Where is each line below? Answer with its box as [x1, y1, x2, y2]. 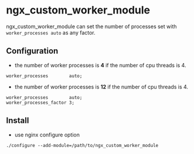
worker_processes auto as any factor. [6, 29, 96, 36]
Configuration [6, 46, 59, 56]
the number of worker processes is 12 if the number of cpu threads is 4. [14, 83, 189, 90]
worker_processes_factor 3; [6, 100, 75, 105]
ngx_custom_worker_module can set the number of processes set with [6, 23, 177, 30]
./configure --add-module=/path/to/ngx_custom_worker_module [6, 142, 159, 148]
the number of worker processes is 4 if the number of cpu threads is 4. [14, 61, 186, 69]
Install [6, 115, 29, 126]
